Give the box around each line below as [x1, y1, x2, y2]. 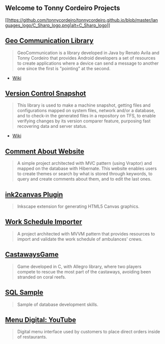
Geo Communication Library [5, 37, 94, 45]
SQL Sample [5, 288, 43, 297]
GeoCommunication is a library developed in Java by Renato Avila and [17, 49, 160, 56]
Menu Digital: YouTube [5, 315, 76, 324]
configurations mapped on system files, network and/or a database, [17, 108, 155, 114]
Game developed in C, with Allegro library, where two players [17, 264, 142, 269]
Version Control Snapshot [5, 89, 86, 98]
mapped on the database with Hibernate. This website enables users [17, 165, 157, 172]
